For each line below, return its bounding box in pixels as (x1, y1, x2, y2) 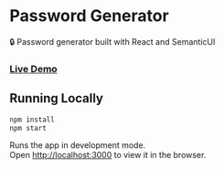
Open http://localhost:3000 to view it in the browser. (9, 150, 207, 161)
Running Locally (9, 90, 103, 106)
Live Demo (9, 62, 58, 75)
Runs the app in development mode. (9, 140, 146, 151)
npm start (9, 123, 48, 132)
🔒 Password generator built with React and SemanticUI (9, 36, 216, 47)
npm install (9, 115, 55, 124)
